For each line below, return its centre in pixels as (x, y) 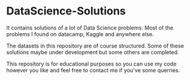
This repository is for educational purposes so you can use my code (92, 64)
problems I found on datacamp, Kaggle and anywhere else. (80, 34)
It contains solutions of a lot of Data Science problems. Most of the (90, 28)
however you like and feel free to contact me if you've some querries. (93, 70)
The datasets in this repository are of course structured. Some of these (95, 46)
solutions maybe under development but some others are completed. (93, 52)
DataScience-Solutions (66, 11)
